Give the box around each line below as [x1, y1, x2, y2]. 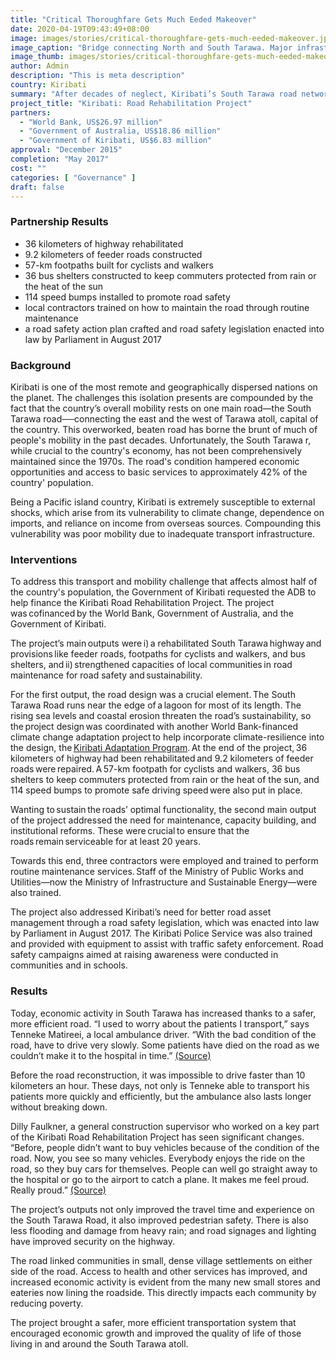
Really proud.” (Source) [10, 1184, 107, 1196]
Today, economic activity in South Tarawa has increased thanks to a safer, [10, 1007, 317, 1019]
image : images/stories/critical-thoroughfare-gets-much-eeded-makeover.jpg [10, 33, 333, 43]
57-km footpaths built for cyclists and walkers [24, 259, 214, 271]
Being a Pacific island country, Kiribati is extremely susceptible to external [10, 496, 316, 508]
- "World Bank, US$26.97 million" [19, 117, 163, 127]
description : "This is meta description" [10, 71, 186, 81]
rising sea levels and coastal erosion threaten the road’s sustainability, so [10, 710, 312, 722]
